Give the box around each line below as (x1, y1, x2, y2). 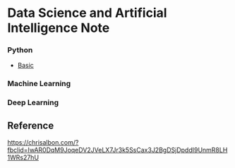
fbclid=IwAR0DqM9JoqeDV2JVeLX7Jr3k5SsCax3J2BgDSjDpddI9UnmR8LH (7, 146, 228, 155)
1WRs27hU (7, 153, 40, 162)
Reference (7, 119, 54, 131)
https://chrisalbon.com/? (7, 138, 79, 147)
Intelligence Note (7, 20, 110, 36)
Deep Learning (7, 97, 59, 107)
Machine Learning (7, 79, 71, 89)
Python (7, 45, 33, 55)
